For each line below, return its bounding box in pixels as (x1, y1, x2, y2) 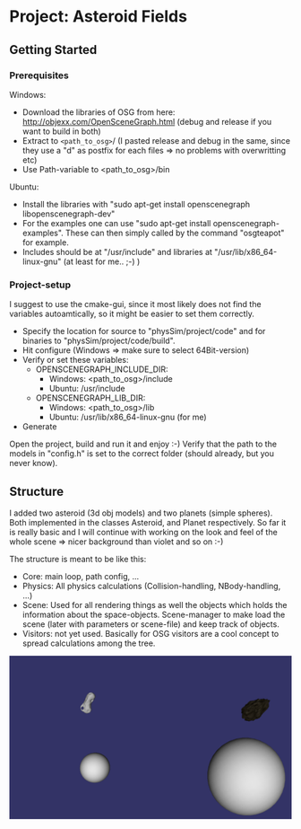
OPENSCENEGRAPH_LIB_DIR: (35, 392, 146, 403)
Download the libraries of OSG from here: (21, 106, 176, 118)
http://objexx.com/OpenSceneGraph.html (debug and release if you (21, 116, 272, 127)
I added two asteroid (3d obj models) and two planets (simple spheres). (9, 507, 273, 518)
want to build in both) (21, 126, 101, 137)
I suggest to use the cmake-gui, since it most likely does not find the (9, 299, 262, 310)
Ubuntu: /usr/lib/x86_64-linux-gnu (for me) (48, 411, 208, 423)
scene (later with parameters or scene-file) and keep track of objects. (21, 618, 279, 630)
